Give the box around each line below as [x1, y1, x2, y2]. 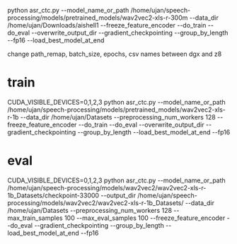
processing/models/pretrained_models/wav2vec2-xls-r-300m [7, 13, 188, 22]
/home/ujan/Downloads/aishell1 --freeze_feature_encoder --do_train [7, 21, 207, 29]
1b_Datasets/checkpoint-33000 [7, 191, 100, 199]
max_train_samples [7, 214, 63, 222]
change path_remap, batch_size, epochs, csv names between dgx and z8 [7, 50, 222, 58]
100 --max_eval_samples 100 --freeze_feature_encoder [64, 214, 226, 222]
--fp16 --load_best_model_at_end [7, 36, 105, 45]
